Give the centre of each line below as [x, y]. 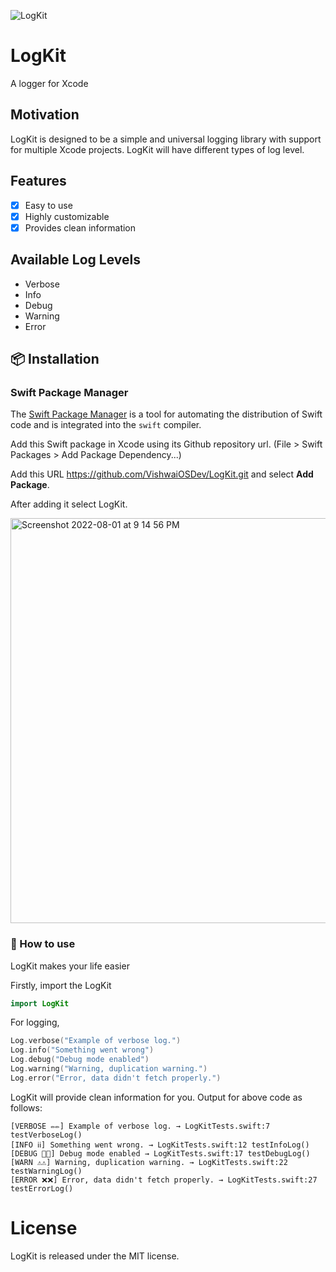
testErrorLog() [42, 1188]
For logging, [35, 1022]
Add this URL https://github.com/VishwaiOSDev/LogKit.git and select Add [162, 474]
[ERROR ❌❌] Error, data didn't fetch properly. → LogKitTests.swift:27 [164, 1180]
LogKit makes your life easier [70, 966]
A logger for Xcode [49, 83]
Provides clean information [80, 227]
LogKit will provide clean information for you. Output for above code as [156, 1097]
